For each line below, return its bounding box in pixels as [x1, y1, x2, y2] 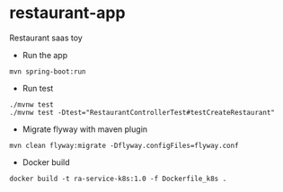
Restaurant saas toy [9, 32, 83, 43]
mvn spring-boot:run [9, 66, 87, 76]
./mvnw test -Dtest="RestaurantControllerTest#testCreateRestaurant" [9, 108, 276, 117]
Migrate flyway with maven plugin [22, 124, 148, 135]
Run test [22, 83, 54, 93]
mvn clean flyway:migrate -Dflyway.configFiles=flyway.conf [9, 141, 240, 150]
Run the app [22, 49, 68, 60]
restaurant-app [9, 3, 126, 23]
